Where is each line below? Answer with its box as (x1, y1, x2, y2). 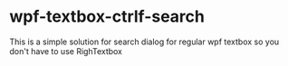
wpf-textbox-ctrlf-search (9, 6, 206, 27)
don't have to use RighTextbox (9, 45, 123, 56)
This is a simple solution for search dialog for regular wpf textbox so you (9, 36, 280, 47)
